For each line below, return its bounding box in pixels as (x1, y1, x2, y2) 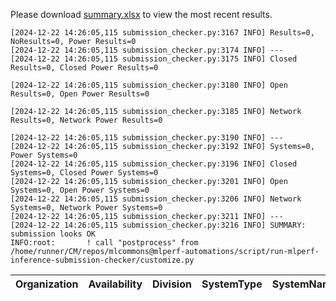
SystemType (201, 277, 263, 291)
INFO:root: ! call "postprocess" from (10, 238, 199, 248)
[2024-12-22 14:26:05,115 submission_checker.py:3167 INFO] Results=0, (10, 28, 315, 38)
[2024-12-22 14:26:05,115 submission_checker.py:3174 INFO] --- (10, 45, 284, 55)
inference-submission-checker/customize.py (10, 255, 195, 265)
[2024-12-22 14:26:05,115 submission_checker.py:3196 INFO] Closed (10, 159, 298, 169)
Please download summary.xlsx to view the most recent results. (10, 9, 273, 20)
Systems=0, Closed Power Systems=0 (10, 168, 159, 178)
